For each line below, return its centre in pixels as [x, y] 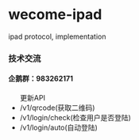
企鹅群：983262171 [41, 79]
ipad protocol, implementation [57, 36]
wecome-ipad [55, 15]
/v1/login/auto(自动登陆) [58, 127]
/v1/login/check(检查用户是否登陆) [75, 118]
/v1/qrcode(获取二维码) [57, 108]
